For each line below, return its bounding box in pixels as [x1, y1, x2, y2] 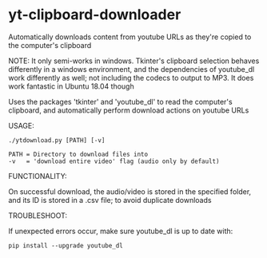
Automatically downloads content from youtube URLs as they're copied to [8, 32, 252, 42]
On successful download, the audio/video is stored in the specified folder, [8, 186, 252, 196]
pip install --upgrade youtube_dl [8, 241, 124, 249]
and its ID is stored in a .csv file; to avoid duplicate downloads [8, 195, 212, 204]
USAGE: [8, 121, 34, 130]
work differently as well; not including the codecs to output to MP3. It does [8, 73, 254, 82]
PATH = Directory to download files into [8, 150, 149, 158]
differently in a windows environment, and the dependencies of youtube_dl [8, 64, 255, 73]
